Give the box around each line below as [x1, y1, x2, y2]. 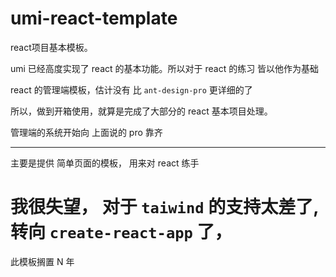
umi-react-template [10, 7, 178, 30]
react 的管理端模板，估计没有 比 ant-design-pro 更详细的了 [10, 83, 253, 96]
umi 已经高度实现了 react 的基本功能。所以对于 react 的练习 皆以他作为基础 [10, 62, 320, 74]
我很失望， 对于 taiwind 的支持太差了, [10, 196, 320, 219]
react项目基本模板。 [10, 41, 93, 53]
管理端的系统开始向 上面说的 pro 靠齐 [10, 126, 163, 138]
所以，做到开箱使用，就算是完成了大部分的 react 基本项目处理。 [10, 105, 273, 117]
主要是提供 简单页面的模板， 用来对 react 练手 [10, 157, 200, 169]
